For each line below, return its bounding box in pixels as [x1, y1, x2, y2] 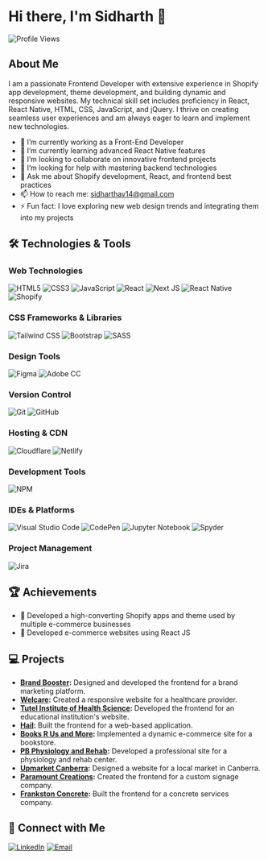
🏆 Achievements [8, 585, 97, 599]
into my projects [19, 213, 74, 222]
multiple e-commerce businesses [19, 620, 131, 629]
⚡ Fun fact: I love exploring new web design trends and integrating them [19, 201, 259, 210]
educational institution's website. [19, 712, 130, 722]
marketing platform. [19, 687, 86, 696]
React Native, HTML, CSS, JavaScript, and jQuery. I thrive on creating [8, 104, 239, 114]
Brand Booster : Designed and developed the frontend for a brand [19, 678, 238, 687]
